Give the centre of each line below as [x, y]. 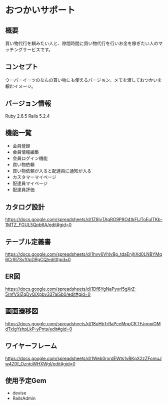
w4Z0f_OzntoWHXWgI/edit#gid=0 [40, 363]
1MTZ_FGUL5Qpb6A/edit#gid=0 [38, 225]
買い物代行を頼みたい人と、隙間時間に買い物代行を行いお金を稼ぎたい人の [82, 43]
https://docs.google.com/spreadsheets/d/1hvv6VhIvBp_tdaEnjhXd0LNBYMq [84, 254]
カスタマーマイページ [34, 177]
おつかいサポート [40, 10]
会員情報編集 [25, 152]
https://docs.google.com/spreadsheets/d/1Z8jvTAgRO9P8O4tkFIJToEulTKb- [84, 220]
